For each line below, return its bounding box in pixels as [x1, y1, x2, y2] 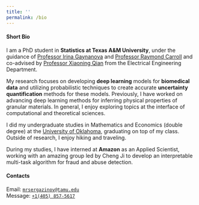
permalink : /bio [6, 14, 47, 20]
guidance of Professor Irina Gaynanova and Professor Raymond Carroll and [6, 52, 193, 60]
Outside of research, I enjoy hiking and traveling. [6, 134, 126, 141]
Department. [6, 66, 38, 73]
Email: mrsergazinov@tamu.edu [6, 185, 79, 193]
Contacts [6, 172, 30, 180]
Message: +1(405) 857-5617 [6, 192, 75, 199]
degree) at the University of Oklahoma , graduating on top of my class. [6, 127, 179, 134]
